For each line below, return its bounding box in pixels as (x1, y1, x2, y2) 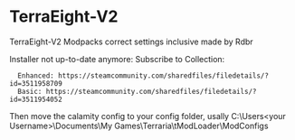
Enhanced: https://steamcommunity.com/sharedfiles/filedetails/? (17, 70, 270, 80)
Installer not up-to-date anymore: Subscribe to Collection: (9, 53, 225, 64)
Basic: (17, 87, 43, 96)
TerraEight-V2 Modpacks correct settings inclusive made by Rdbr (9, 36, 253, 47)
